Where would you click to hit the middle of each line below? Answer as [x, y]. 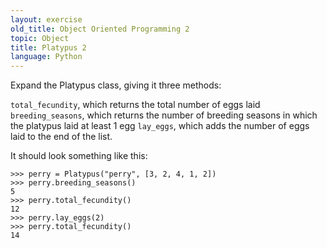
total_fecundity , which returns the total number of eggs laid [135, 105]
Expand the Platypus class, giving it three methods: [116, 85]
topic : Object [40, 38]
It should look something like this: [79, 156]
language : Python [46, 57]
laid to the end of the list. [61, 137]
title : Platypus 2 [48, 47]
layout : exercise [46, 19]
